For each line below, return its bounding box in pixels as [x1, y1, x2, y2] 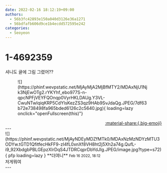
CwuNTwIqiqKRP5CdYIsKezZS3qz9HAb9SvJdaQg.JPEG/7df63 [17, 100, 147, 106]
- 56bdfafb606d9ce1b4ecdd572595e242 [9, 21, 85, 26]
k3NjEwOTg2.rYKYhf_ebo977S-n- [17, 89, 87, 95]
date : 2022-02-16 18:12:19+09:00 [5, 7, 75, 12]
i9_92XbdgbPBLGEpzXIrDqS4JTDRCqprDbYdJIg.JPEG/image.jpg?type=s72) [5, 146, 162, 152]
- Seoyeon [9, 30, 30, 35]
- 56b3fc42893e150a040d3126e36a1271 [9, 16, 85, 21]
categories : [5, 26, 30, 31]
